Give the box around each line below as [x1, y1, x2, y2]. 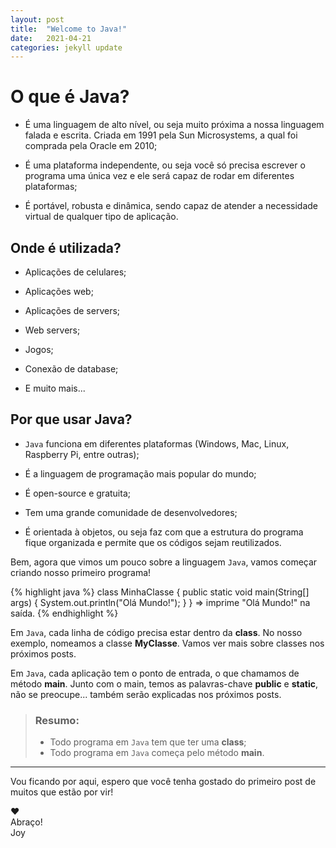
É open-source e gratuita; [24, 487, 131, 499]
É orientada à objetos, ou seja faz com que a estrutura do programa [24, 526, 304, 538]
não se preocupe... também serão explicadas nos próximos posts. [10, 688, 282, 700]
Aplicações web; [24, 286, 94, 297]
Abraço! [10, 816, 43, 828]
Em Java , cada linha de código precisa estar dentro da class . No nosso [10, 626, 303, 638]
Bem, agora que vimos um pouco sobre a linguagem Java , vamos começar [10, 556, 318, 568]
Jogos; [24, 344, 54, 355]
